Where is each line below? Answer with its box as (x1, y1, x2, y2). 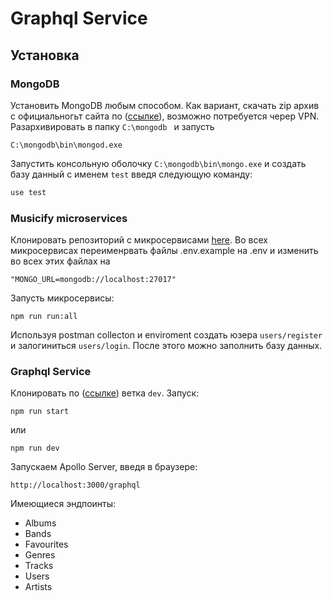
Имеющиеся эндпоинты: (10, 498, 117, 510)
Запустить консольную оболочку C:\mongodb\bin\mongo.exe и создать (10, 157, 307, 169)
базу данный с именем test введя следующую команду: (10, 168, 253, 180)
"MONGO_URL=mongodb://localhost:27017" (10, 275, 177, 285)
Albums (24, 517, 57, 529)
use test (10, 187, 47, 197)
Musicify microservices (10, 211, 128, 225)
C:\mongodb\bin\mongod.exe (10, 140, 123, 150)
